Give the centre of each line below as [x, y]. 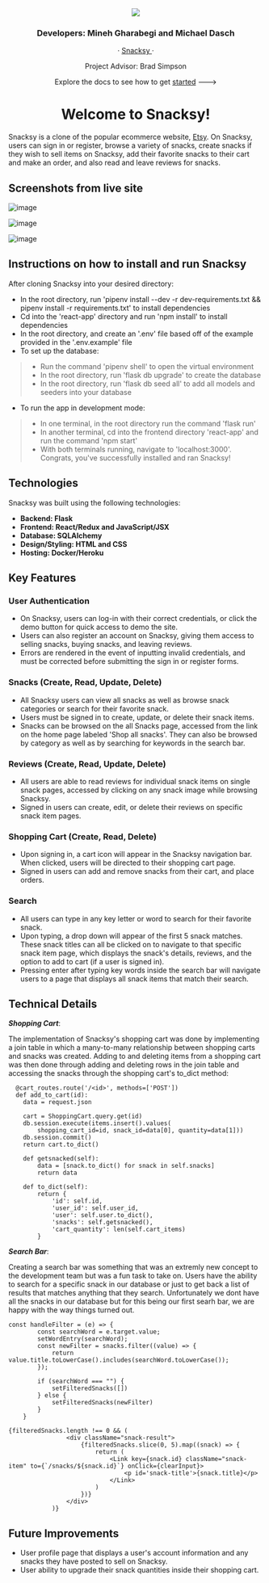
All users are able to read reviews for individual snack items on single [135, 781]
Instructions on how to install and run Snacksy [128, 265]
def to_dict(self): [56, 1187]
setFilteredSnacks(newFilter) [102, 1403]
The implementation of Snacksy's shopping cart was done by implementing [134, 1039]
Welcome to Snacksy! [136, 114]
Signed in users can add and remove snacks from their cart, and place [137, 871]
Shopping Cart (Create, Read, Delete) [83, 837]
